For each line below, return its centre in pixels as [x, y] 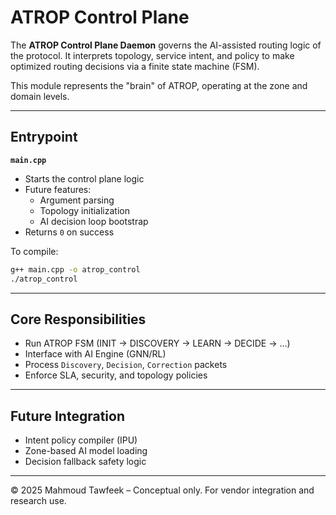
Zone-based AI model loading [86, 451]
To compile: [34, 251]
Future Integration [68, 416]
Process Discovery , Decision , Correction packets [126, 365]
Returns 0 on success [69, 232]
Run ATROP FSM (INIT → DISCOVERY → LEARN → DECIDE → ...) [157, 343]
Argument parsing [77, 200]
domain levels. [40, 96]
